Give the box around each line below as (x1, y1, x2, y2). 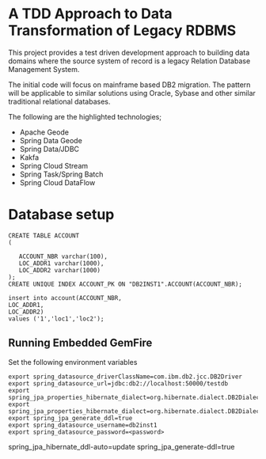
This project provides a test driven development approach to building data (8, 47, 250, 57)
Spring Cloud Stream (19, 161, 89, 170)
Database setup (8, 206, 115, 224)
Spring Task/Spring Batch (19, 169, 104, 179)
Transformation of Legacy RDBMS (8, 21, 237, 40)
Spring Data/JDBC (19, 144, 80, 154)
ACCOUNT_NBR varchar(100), (18, 252, 108, 260)
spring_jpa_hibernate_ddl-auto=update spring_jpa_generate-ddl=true (8, 442, 235, 451)
